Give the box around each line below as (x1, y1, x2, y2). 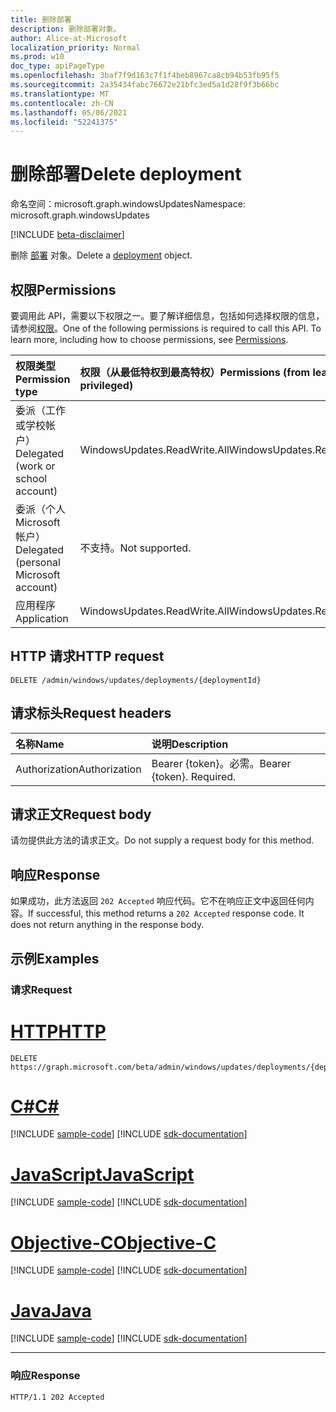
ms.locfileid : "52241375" (10, 117, 118, 127)
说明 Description (151, 737, 229, 751)
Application (15, 612, 69, 625)
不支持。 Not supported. (79, 541, 192, 555)
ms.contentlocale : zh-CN (10, 98, 114, 108)
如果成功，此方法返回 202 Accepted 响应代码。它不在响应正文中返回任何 (10, 895, 306, 907)
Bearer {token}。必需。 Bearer (151, 756, 292, 770)
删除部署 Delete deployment (10, 163, 242, 186)
